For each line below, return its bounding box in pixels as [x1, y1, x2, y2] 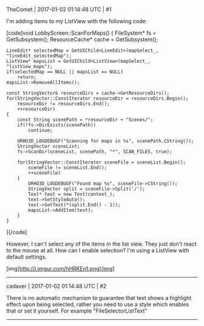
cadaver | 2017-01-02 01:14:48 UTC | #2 [6, 283, 107, 290]
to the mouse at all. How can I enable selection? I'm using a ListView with [6, 247, 189, 254]
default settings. [6, 253, 47, 260]
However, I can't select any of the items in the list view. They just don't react [6, 240, 197, 248]
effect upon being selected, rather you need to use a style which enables [6, 301, 189, 308]
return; [17, 74, 36, 80]
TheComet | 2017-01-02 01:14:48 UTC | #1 [6, 6, 112, 13]
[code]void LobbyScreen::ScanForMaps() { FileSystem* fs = [6, 29, 157, 36]
